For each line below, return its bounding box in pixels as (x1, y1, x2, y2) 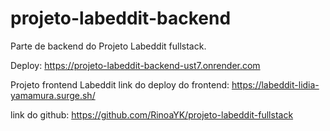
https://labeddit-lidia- (231, 78, 320, 91)
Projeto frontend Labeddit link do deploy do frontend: (10, 78, 230, 91)
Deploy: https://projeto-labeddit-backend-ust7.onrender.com (10, 59, 261, 71)
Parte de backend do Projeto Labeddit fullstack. (10, 40, 207, 52)
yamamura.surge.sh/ (10, 89, 96, 101)
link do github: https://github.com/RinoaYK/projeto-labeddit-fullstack (10, 108, 294, 121)
